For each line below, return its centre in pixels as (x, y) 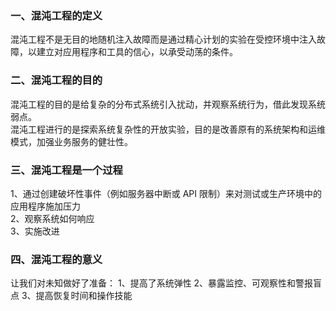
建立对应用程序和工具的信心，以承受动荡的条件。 (137, 52)
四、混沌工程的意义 (56, 259)
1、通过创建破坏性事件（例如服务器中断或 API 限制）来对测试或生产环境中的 (166, 193)
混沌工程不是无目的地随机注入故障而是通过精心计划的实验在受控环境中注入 (163, 39)
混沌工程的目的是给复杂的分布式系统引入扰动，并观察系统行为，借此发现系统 (168, 104)
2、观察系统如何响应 (52, 218)
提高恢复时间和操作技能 (84, 296)
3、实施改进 (35, 231)
